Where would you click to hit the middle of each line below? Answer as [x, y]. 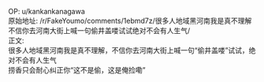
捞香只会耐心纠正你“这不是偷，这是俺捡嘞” [77, 70]
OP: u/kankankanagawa [46, 11]
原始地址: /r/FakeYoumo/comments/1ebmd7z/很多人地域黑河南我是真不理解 [130, 20]
